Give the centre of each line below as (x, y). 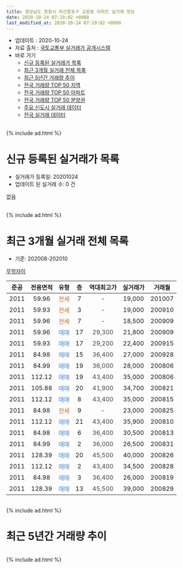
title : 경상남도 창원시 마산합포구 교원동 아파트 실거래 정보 (71, 12)
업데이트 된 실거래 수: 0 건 (45, 184)
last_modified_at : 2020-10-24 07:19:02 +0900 (63, 23)
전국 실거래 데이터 (44, 115)
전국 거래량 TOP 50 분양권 (54, 100)
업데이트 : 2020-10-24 (41, 41)
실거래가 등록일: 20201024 (46, 177)
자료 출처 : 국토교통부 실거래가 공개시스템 (63, 48)
